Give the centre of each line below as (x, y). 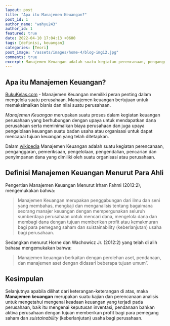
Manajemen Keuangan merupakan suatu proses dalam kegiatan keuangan (83, 115)
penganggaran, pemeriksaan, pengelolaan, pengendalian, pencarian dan (81, 152)
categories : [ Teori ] (27, 48)
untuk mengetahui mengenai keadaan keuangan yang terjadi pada (74, 302)
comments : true (21, 57)
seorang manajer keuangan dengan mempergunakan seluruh (81, 211)
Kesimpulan (25, 279)
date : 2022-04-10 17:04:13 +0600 (40, 38)
